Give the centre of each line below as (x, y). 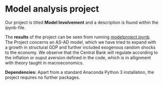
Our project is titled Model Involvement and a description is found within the (82, 22)
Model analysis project (52, 9)
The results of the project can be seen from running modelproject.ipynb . (78, 37)
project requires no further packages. (43, 77)
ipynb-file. (15, 27)
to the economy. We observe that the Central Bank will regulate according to (81, 52)
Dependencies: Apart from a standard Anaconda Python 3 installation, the (80, 72)
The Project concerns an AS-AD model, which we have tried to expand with (81, 42)
